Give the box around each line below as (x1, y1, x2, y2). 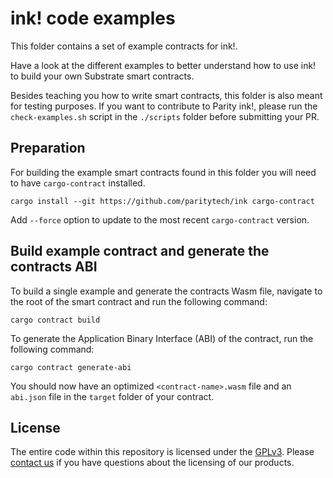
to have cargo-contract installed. (10, 177, 146, 189)
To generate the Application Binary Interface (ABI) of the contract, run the (10, 332, 314, 344)
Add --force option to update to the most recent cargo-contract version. (10, 213, 310, 226)
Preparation (10, 140, 86, 157)
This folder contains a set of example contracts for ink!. (10, 40, 238, 52)
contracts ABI (10, 258, 98, 276)
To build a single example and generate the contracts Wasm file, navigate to (10, 285, 323, 297)
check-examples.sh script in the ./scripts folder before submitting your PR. (10, 110, 320, 122)
